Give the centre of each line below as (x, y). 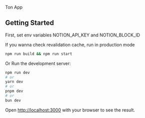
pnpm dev (14, 91)
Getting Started (30, 23)
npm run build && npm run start (39, 54)
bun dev (13, 100)
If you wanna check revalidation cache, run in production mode (70, 44)
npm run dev (17, 72)
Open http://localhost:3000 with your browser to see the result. (70, 110)
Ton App (14, 7)
